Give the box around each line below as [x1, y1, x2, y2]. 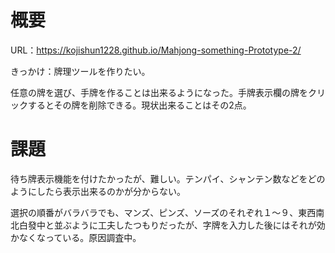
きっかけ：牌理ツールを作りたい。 [10, 65, 151, 77]
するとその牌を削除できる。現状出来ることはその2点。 [27, 99, 252, 111]
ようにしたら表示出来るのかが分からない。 [10, 185, 186, 197]
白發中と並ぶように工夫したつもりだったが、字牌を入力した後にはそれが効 [18, 219, 326, 231]
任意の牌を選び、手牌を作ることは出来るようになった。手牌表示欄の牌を [10, 86, 308, 98]
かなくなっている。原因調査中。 [10, 231, 142, 243]
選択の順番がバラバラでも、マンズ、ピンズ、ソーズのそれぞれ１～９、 [10, 206, 299, 218]
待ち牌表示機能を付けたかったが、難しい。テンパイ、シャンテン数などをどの [10, 172, 326, 185]
